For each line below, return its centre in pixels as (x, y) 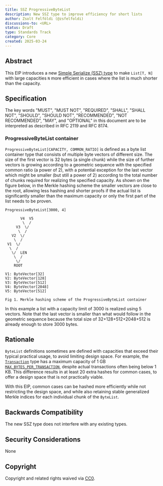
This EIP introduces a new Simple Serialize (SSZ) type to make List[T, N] (79, 73)
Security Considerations (43, 439)
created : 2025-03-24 (26, 41)
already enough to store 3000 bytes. (42, 324)
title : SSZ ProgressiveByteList (38, 10)
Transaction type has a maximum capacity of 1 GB (55, 362)
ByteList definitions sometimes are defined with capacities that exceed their (82, 351)
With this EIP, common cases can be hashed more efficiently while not (75, 386)
